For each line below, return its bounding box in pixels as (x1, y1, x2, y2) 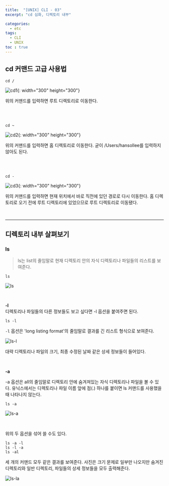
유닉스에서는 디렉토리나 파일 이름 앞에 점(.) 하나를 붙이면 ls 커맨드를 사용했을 (12, 385, 162, 392)
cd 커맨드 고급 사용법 (5, 65, 67, 73)
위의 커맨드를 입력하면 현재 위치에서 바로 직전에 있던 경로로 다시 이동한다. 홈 (5, 193, 154, 199)
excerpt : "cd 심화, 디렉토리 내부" (5, 12, 71, 17)
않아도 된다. (5, 149, 29, 155)
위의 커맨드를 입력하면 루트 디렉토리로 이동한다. (5, 98, 98, 104)
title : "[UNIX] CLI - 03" (5, 7, 62, 13)
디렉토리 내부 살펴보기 (5, 230, 69, 238)
